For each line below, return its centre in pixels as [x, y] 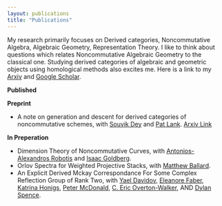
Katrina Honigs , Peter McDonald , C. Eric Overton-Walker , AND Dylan [114, 187]
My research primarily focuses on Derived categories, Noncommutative [109, 39]
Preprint [19, 103]
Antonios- [181, 151]
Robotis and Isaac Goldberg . [91, 158]
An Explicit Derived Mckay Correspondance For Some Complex [107, 173]
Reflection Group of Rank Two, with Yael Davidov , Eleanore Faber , [110, 180]
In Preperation [28, 137]
